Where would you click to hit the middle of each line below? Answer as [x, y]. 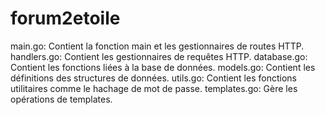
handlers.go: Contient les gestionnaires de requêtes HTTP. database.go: [159, 56]
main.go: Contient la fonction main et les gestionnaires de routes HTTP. [157, 46]
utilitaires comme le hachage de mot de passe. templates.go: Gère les [154, 88]
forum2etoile [65, 18]
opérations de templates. [61, 99]
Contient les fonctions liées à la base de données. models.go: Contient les [163, 67]
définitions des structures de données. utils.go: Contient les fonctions [153, 78]
